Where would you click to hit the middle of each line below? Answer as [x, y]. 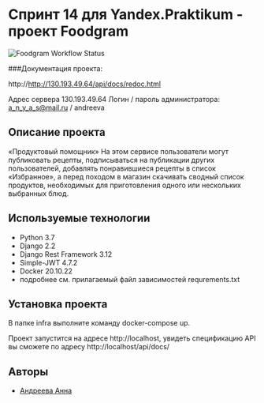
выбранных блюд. [39, 193]
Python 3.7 [37, 237]
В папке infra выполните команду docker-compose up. [99, 323]
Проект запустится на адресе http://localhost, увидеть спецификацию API [132, 338]
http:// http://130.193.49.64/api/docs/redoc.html [85, 84]
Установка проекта [58, 304]
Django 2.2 [37, 246]
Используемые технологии [79, 218]
